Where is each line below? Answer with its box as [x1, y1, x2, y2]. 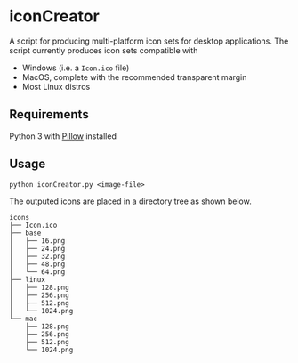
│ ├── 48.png [9, 260, 66, 269]
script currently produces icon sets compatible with [9, 44, 198, 55]
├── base [9, 229, 42, 238]
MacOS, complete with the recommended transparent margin [21, 71, 247, 82]
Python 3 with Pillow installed [9, 131, 117, 141]
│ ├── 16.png [9, 236, 66, 246]
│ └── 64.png [9, 267, 66, 277]
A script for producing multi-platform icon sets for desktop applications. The [9, 36, 289, 46]
